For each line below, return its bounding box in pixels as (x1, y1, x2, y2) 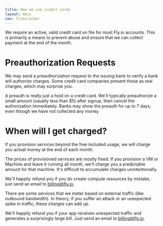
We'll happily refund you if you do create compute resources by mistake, (5, 176, 151, 182)
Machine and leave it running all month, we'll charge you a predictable (5, 161, 146, 167)
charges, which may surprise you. (5, 83, 73, 89)
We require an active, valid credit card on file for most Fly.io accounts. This (5, 30, 155, 36)
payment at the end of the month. (5, 40, 72, 46)
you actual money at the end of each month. (5, 147, 94, 152)
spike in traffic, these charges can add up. (5, 201, 90, 207)
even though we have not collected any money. (5, 108, 100, 114)
